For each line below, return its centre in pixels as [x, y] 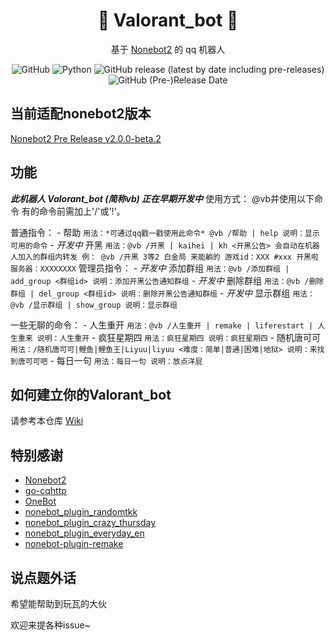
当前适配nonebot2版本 [81, 114]
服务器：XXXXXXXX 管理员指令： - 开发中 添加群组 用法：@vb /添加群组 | [150, 268]
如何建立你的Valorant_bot [91, 394]
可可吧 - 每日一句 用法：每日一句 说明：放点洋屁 [113, 360]
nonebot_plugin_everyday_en [84, 533]
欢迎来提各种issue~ [50, 625]
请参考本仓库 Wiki [47, 421]
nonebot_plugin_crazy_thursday [90, 523]
